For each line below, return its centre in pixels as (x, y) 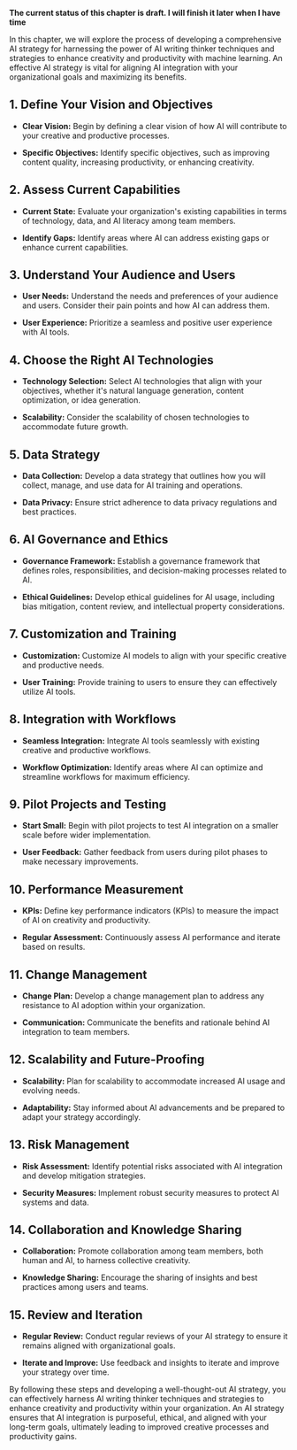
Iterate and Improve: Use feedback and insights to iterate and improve (151, 1363)
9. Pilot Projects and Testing (88, 804)
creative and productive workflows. (87, 750)
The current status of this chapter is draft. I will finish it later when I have (145, 13)
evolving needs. (51, 1090)
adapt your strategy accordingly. (81, 1117)
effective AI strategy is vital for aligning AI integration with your (124, 67)
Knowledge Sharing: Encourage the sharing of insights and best (140, 1277)
